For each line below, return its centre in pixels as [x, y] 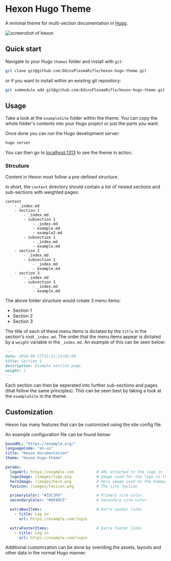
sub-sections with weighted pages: [42, 192]
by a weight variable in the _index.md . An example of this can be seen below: [85, 342]
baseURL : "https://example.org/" [41, 444]
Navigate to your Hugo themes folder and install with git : [64, 61]
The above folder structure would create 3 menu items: [63, 301]
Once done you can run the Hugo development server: [63, 133]
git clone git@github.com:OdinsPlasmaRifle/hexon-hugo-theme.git [76, 71]
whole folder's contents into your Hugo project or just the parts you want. [82, 124]
